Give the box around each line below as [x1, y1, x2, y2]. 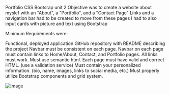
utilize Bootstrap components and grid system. [5, 73, 103, 79]
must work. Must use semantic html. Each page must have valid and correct [5, 57, 164, 63]
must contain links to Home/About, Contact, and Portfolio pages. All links [5, 51, 158, 57]
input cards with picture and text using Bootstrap [5, 20, 108, 27]
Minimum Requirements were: [5, 31, 68, 36]
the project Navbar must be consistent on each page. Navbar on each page [5, 46, 164, 52]
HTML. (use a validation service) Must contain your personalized [5, 62, 141, 68]
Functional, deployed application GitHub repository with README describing [5, 40, 165, 46]
